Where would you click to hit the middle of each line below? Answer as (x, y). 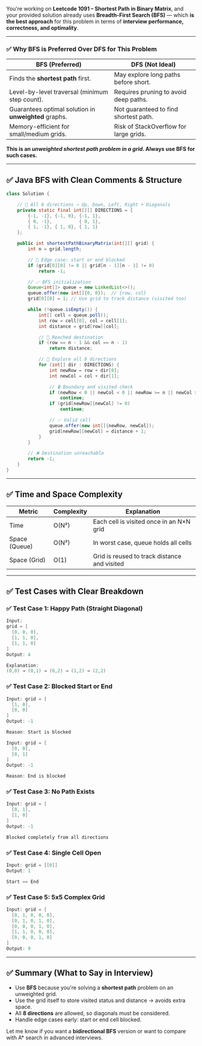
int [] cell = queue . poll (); (74, 315)
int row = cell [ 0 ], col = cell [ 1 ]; (83, 321)
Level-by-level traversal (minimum (59, 92)
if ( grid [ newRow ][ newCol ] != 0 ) (90, 404)
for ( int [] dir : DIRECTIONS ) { (79, 365)
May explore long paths (147, 75)
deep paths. (131, 100)
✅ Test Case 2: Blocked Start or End (60, 686)
